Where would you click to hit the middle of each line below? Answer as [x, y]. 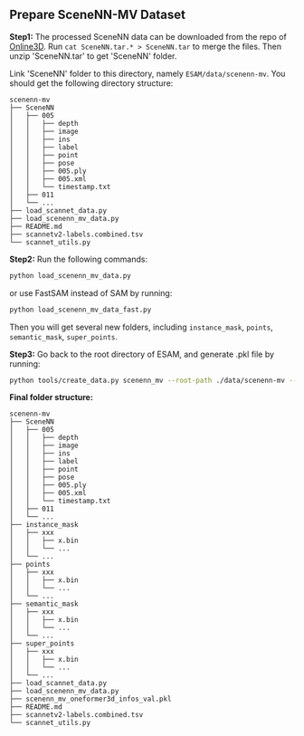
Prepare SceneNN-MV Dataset [97, 15]
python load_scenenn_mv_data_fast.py [81, 310]
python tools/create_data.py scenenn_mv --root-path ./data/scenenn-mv [147, 380]
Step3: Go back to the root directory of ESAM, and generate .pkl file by [142, 354]
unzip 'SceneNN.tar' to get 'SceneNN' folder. [93, 56]
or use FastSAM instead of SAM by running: [91, 292]
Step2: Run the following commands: [78, 259]
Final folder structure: [51, 397]
